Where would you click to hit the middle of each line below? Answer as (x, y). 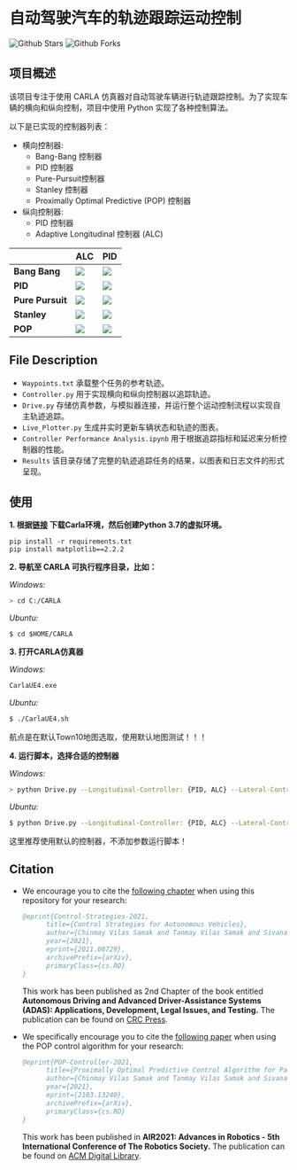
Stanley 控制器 (61, 189)
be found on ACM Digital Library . (81, 1155)
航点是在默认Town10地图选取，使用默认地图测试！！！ (108, 737)
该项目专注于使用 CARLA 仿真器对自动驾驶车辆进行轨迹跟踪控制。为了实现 (145, 96)
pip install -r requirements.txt (71, 542)
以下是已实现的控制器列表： (60, 126)
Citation (32, 870)
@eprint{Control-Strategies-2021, (85, 916)
